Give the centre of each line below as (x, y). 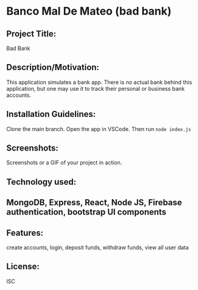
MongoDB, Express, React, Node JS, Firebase (94, 203)
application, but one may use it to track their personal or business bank (95, 88)
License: (23, 267)
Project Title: (31, 34)
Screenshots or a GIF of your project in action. (64, 163)
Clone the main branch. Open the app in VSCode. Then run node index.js (99, 129)
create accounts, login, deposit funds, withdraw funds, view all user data (97, 247)
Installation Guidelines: (51, 114)
